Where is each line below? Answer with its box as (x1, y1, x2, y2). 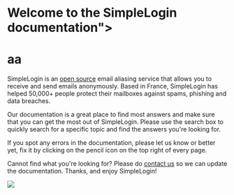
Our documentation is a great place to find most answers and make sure (7, 110, 215, 119)
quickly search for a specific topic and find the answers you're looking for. (7, 125, 221, 134)
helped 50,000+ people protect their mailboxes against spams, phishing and (7, 89, 227, 98)
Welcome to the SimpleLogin (7, 5, 177, 21)
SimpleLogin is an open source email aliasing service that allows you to (7, 75, 212, 83)
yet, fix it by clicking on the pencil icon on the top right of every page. (7, 146, 207, 155)
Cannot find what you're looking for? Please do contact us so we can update (7, 159, 228, 168)
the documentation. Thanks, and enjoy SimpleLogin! (7, 167, 157, 175)
